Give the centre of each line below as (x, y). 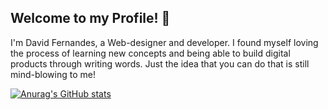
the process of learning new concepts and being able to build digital (150, 53)
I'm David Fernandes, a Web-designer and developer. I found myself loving (164, 42)
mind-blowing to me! (53, 74)
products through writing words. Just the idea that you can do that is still (160, 63)
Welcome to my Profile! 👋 (90, 18)
